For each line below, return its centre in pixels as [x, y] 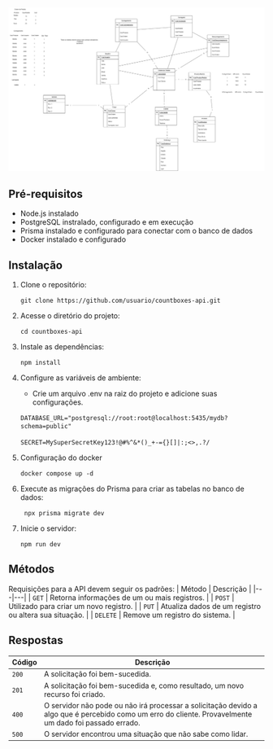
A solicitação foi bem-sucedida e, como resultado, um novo [144, 685]
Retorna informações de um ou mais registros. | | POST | [142, 598]
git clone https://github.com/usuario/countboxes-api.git [120, 301]
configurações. [58, 402]
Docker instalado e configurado [73, 239]
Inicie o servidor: [48, 528]
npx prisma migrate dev [64, 514]
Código [24, 663]
